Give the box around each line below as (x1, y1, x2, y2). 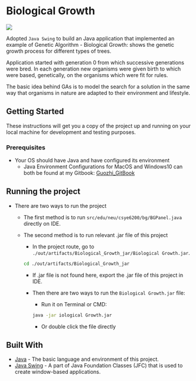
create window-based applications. (14, 369, 101, 376)
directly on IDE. (23, 220, 61, 227)
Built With (6, 340, 43, 350)
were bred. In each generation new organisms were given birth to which (6, 65, 181, 72)
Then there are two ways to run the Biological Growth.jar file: (32, 289, 185, 296)
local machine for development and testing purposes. (6, 129, 136, 136)
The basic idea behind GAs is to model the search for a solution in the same (6, 83, 190, 90)
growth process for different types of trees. (6, 47, 112, 55)
